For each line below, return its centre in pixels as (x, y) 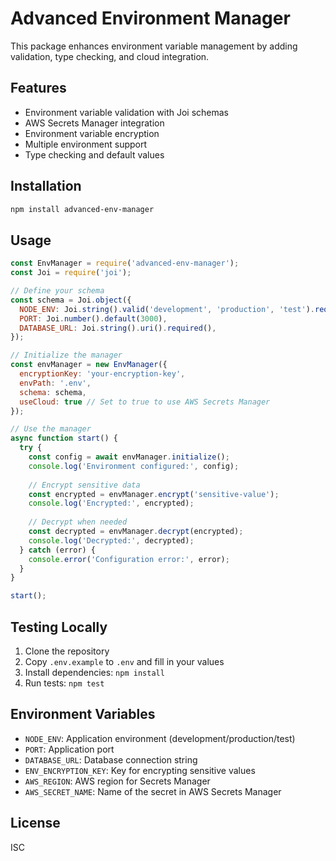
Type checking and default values (94, 154)
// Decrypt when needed (78, 522)
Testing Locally (59, 627)
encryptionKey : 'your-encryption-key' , (102, 374)
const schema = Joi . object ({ (71, 300)
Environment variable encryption (92, 133)
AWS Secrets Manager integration (94, 123)
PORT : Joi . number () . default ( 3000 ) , (93, 318)
